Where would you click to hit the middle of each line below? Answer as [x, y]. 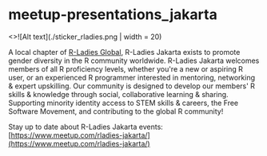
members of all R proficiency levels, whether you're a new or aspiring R [126, 68]
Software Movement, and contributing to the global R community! [116, 111]
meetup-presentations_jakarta [113, 15]
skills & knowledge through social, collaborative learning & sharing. [119, 94]
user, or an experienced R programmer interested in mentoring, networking [132, 77]
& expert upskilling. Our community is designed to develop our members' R [132, 86]
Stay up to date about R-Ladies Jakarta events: [86, 127]
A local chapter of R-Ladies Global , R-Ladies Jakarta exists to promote [124, 52]
